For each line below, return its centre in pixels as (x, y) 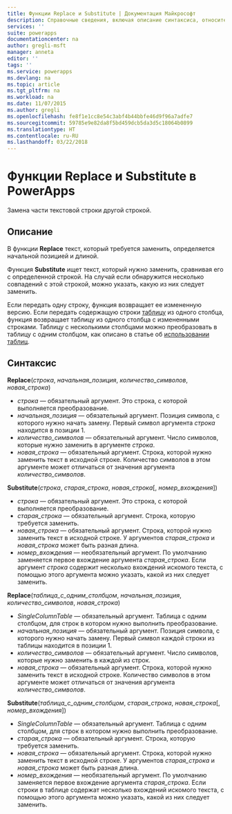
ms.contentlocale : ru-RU (43, 136)
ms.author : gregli (33, 110)
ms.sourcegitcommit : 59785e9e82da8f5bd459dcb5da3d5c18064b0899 (100, 123)
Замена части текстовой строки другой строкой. (79, 210)
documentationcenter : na (43, 39)
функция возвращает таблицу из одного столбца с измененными (103, 320)
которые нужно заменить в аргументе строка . (86, 445)
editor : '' (23, 59)
